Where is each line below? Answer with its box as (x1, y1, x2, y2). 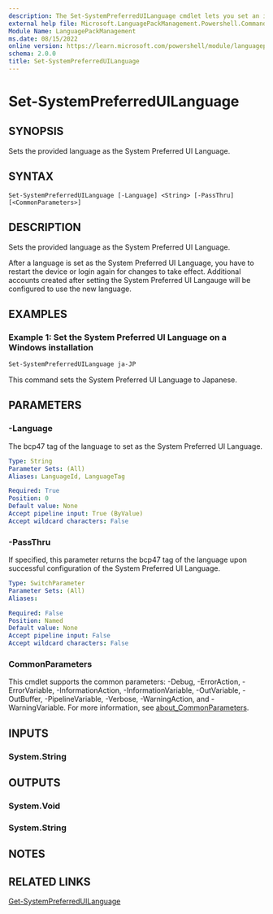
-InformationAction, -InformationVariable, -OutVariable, (56, 685, 241, 695)
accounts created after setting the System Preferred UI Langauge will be (8, 275, 251, 285)
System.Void (8, 800, 61, 812)
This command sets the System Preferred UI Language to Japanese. (8, 375, 237, 385)
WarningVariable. (8, 703, 67, 712)
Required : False (8, 609, 63, 617)
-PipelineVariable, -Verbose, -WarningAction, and (44, 694, 210, 704)
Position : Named (8, 616, 63, 625)
